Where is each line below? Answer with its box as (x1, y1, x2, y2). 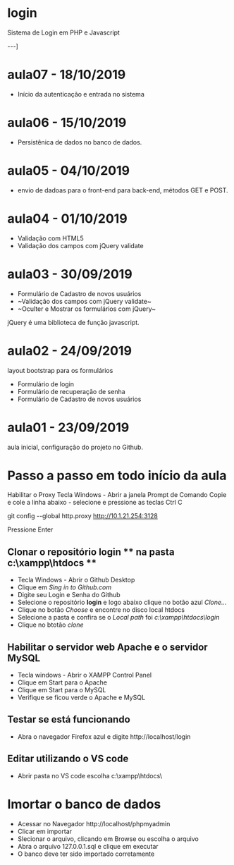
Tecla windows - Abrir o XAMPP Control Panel (17, 671, 152, 680)
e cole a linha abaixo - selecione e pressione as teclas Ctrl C (7, 498, 183, 507)
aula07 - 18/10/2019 (7, 67, 126, 82)
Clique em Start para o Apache (17, 678, 108, 687)
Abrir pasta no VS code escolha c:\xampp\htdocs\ (17, 771, 163, 780)
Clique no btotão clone (17, 620, 84, 629)
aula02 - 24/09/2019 (7, 343, 133, 359)
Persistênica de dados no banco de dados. (17, 137, 142, 146)
